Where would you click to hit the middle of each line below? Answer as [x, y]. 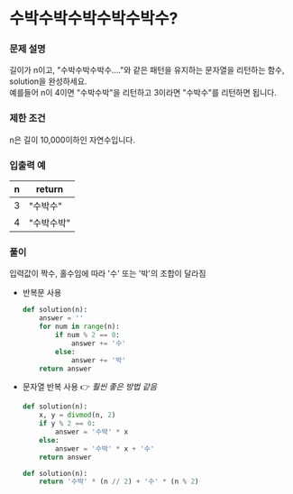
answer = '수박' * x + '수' [105, 448]
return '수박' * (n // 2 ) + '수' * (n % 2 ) [119, 482]
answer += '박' [98, 360]
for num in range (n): [79, 327]
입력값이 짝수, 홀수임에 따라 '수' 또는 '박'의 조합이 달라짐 [108, 274]
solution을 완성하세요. [48, 81]
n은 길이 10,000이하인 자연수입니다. [73, 140]
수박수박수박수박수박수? [94, 18]
